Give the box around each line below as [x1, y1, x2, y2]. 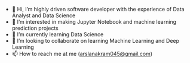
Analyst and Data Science [11, 12, 76, 19]
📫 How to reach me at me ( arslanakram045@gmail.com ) [11, 51, 153, 57]
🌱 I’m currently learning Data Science [11, 31, 104, 38]
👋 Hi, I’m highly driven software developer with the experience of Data [11, 6, 185, 12]
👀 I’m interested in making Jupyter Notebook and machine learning [11, 18, 177, 25]
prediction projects [11, 24, 59, 31]
